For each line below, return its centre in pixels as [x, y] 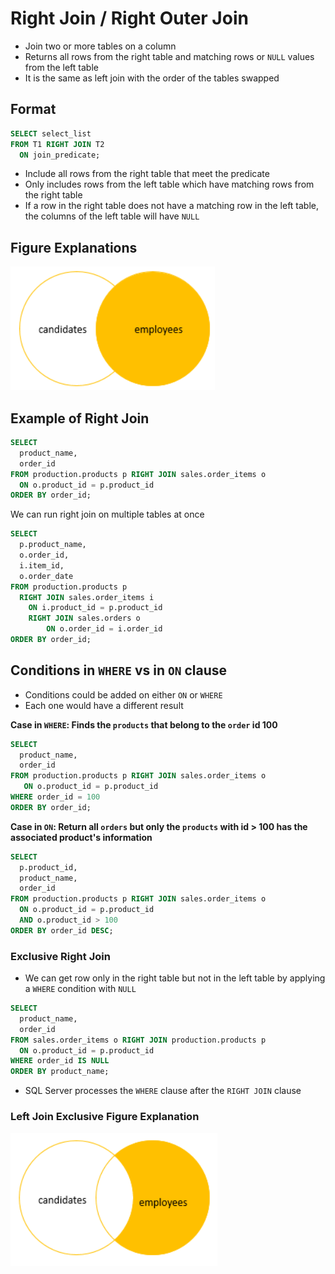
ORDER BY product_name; [60, 1072]
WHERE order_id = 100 [55, 797]
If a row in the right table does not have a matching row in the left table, [172, 206]
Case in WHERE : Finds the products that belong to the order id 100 [144, 724]
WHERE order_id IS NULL [60, 1061]
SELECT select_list [51, 133]
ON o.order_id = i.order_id [104, 629]
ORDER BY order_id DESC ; [62, 930]
